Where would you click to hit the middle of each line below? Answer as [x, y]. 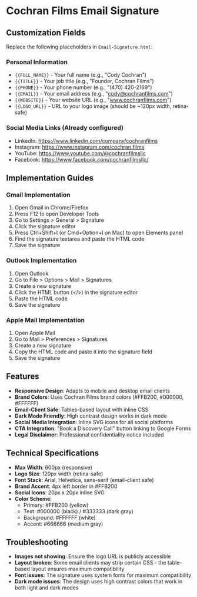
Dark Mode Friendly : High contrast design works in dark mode [91, 416]
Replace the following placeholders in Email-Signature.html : [79, 47]
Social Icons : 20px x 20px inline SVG [59, 492]
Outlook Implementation [41, 261]
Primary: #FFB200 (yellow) [56, 505]
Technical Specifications [53, 453]
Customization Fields [46, 33]
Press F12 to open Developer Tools [57, 214]
